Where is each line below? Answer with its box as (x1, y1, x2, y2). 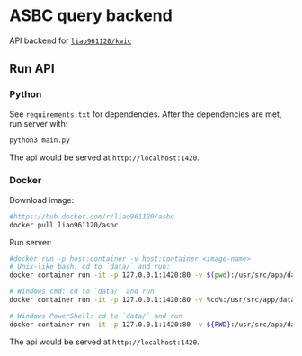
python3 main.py (9, 136, 70, 145)
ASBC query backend (9, 5, 173, 26)
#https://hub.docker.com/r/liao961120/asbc (9, 212, 175, 221)
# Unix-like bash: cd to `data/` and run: (9, 263, 171, 271)
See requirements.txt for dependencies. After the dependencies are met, (9, 109, 282, 120)
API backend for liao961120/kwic (9, 35, 132, 46)
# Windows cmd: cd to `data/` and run (9, 287, 155, 297)
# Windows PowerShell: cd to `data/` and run (9, 311, 182, 320)
